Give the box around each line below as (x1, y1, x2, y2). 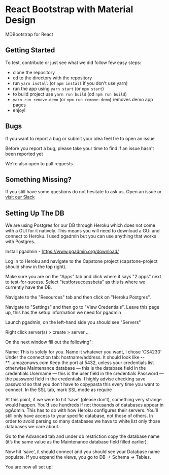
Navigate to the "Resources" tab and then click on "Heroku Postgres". (5, 294, 151, 301)
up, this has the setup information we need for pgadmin (5, 309, 122, 316)
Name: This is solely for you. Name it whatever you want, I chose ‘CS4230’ (5, 349, 162, 355)
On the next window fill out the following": (5, 339, 93, 345)
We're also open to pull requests (5, 160, 73, 166)
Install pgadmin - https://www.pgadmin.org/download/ (5, 248, 119, 255)
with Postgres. (5, 239, 36, 245)
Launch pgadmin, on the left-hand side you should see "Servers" (5, 319, 141, 325)
